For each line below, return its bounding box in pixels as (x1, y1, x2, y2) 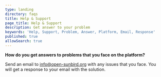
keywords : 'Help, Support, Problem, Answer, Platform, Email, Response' (5, 30, 156, 34)
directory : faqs (5, 12, 38, 16)
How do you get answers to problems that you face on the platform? (5, 52, 145, 58)
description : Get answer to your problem (5, 25, 90, 30)
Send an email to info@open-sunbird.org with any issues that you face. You (5, 61, 157, 67)
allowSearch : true (5, 39, 42, 44)
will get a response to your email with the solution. (5, 66, 106, 72)
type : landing (5, 7, 34, 12)
